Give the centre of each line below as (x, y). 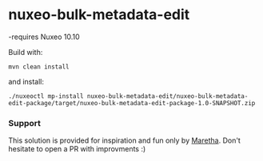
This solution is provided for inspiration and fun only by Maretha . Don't (125, 140)
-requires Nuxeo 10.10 (44, 37)
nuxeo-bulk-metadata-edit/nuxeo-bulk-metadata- (167, 96)
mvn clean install (39, 67)
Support (25, 123)
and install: (26, 81)
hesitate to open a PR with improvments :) (77, 149)
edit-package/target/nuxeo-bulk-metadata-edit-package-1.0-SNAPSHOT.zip (132, 103)
